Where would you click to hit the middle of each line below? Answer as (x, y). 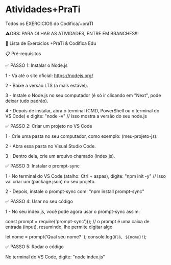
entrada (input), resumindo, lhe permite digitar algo (59, 227)
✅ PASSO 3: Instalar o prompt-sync (43, 166)
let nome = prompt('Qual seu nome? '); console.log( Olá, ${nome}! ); (76, 236)
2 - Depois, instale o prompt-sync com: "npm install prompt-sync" (75, 191)
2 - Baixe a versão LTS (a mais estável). (47, 85)
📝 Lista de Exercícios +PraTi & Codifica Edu (51, 43)
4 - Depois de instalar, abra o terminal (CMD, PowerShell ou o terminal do (82, 110)
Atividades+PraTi (43, 9)
